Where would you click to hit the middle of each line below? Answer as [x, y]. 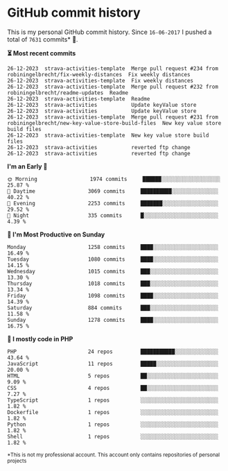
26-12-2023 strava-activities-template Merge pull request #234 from [113, 68]
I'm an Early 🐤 [27, 166]
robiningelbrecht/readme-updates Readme [68, 93]
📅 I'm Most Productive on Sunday [56, 234]
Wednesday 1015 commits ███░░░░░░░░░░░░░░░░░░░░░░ [113, 271]
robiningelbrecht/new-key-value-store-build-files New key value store [114, 123]
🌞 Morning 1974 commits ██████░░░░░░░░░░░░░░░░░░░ [114, 179]
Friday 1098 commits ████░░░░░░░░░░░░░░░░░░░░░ [113, 296]
